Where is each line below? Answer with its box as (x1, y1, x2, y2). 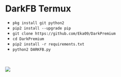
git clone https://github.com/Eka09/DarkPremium (12, 31, 116, 36)
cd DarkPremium (12, 36, 44, 41)
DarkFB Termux (5, 3, 71, 14)
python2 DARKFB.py (12, 47, 51, 52)
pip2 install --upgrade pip (12, 25, 71, 30)
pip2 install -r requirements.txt (12, 41, 84, 46)
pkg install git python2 (12, 20, 64, 25)
